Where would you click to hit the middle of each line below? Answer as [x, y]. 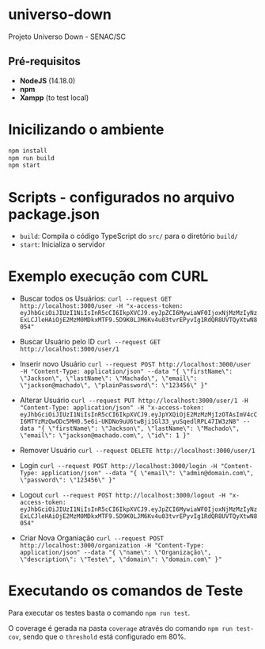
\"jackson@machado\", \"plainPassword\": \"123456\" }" [114, 386]
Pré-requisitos [45, 61]
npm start [25, 165]
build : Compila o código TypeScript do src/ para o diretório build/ [129, 236]
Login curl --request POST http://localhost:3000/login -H [118, 466]
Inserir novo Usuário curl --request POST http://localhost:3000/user [135, 364]
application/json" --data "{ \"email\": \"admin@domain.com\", [148, 474]
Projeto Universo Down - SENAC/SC [67, 36]
